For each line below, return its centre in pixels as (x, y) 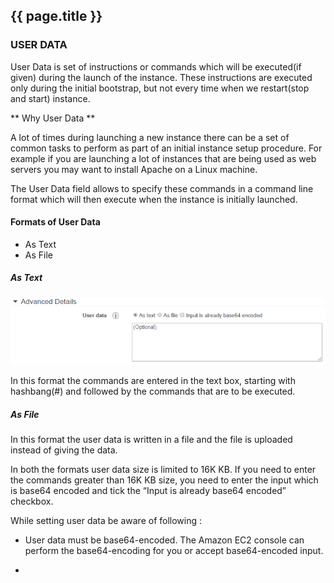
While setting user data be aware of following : (106, 521)
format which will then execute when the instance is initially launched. (154, 199)
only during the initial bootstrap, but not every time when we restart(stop (160, 88)
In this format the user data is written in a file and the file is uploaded (151, 440)
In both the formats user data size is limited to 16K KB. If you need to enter (163, 470)
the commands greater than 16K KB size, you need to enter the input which (164, 480)
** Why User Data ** (53, 118)
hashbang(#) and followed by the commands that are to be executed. (153, 391)
